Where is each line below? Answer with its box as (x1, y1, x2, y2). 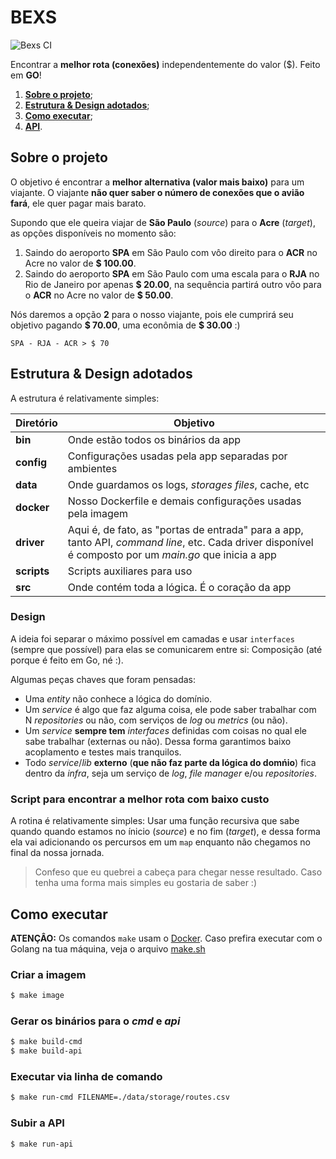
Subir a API (10, 1116, 65, 1130)
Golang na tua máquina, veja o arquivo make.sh (10, 942, 206, 955)
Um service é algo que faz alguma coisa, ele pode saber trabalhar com (24, 703, 317, 715)
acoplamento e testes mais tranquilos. (24, 746, 182, 758)
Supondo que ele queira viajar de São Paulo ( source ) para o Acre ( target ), (10, 216, 316, 228)
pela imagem (67, 506, 129, 520)
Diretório (15, 416, 58, 430)
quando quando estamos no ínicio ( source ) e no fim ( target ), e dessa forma (10, 826, 321, 838)
